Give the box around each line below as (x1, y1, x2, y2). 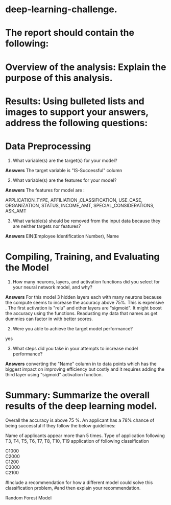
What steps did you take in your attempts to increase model (12, 345, 138, 351)
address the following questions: (5, 117, 148, 129)
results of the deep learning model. (5, 400, 157, 412)
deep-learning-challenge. (5, 4, 117, 15)
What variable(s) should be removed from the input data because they (12, 218, 161, 224)
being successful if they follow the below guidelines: (5, 422, 116, 428)
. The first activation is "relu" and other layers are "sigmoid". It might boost (5, 305, 162, 311)
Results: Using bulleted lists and (5, 95, 144, 107)
